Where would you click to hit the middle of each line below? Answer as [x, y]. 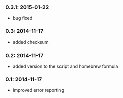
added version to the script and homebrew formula [65, 66]
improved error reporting [38, 90]
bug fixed [22, 18]
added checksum [30, 42]
